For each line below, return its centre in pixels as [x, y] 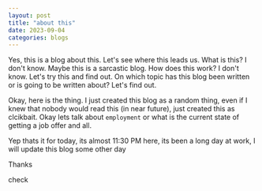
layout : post [30, 15]
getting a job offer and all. [50, 125]
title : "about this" [42, 23]
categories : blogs [38, 37]
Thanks [21, 165]
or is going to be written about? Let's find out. [82, 85]
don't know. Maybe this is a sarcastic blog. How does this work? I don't [124, 69]
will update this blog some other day [67, 149]
